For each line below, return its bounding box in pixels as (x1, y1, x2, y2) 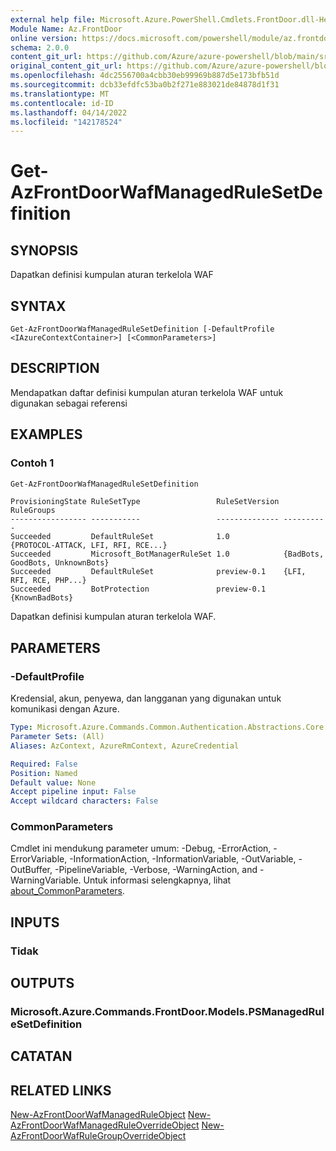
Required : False (10, 759, 78, 769)
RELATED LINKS (10, 1082, 112, 1099)
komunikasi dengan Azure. (10, 703, 120, 715)
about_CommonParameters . (10, 885, 126, 897)
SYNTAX (10, 297, 67, 315)
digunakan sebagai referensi (10, 397, 128, 409)
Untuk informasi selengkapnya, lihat (83, 874, 232, 886)
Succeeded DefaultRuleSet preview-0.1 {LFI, (10, 567, 307, 577)
